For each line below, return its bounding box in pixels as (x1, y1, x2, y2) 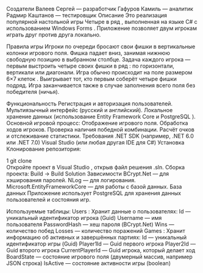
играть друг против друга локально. (6, 31, 101, 38)
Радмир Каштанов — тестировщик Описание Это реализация (6, 12, 168, 19)
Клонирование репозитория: (6, 146, 81, 152)
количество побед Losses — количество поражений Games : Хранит (6, 227, 185, 234)
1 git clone (6, 157, 32, 164)
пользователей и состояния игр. (6, 196, 91, 203)
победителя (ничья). (6, 88, 60, 95)
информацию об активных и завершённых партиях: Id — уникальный (6, 234, 187, 241)
